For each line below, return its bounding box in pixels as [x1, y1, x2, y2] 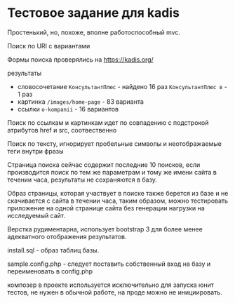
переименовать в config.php [7, 267, 93, 275]
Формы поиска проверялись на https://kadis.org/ [7, 55, 154, 64]
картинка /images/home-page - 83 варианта [17, 97, 144, 106]
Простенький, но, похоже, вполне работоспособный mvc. [7, 28, 181, 36]
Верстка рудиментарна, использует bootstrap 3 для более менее [7, 224, 203, 233]
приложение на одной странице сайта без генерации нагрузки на [7, 203, 205, 212]
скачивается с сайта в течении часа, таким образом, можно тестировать [7, 196, 229, 205]
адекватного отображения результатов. [7, 232, 127, 241]
